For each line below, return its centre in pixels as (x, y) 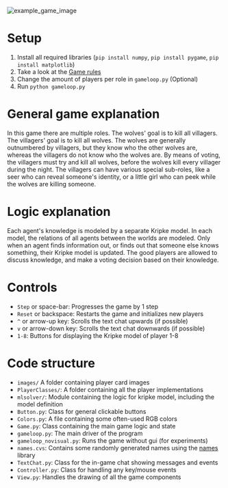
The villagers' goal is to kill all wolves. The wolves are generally (97, 140)
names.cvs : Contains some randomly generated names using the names (117, 448)
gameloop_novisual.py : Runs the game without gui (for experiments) (112, 440)
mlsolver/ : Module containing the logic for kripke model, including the (116, 397)
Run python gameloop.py (51, 86)
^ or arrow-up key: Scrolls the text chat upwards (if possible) (102, 321)
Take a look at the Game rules (59, 71)
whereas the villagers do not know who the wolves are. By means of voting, (114, 155)
